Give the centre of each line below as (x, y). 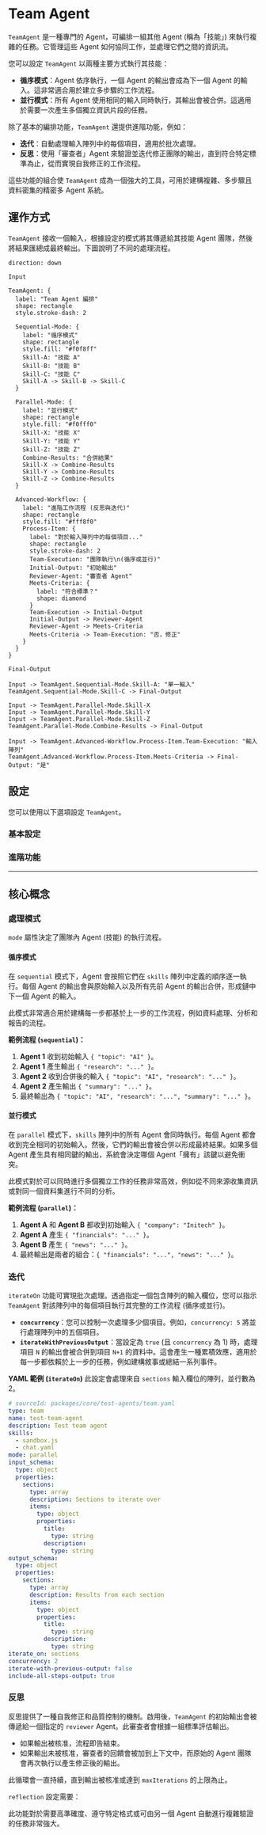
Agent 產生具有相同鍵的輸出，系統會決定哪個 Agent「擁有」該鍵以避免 (123, 1154)
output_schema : (33, 1558)
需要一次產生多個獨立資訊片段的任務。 (89, 110)
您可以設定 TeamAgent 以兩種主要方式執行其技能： (89, 63)
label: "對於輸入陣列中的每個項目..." (86, 537)
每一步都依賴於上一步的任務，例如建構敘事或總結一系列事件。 (120, 1362)
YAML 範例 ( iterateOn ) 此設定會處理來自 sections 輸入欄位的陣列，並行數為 (132, 1379)
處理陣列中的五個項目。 (65, 1332)
